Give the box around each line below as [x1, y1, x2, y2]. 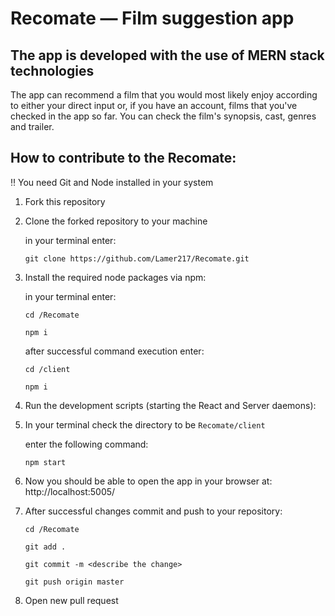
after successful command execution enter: [24, 345, 205, 357]
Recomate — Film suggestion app [10, 7, 295, 30]
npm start [24, 457, 67, 467]
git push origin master [24, 577, 125, 587]
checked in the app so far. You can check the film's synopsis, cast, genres [10, 110, 317, 122]
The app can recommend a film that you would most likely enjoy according [10, 89, 318, 101]
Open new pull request [24, 594, 119, 606]
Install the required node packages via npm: [24, 271, 207, 283]
